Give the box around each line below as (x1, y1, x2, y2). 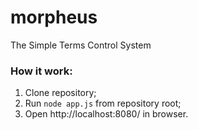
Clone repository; (24, 87, 97, 99)
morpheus (10, 6, 98, 29)
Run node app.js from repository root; (24, 97, 182, 110)
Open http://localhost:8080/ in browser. (24, 108, 189, 120)
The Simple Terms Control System (10, 39, 152, 51)
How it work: (10, 64, 73, 78)
